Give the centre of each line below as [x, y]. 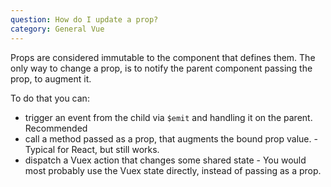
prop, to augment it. [51, 78]
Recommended [56, 128]
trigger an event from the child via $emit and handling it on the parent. [168, 117]
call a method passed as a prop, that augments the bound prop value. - [171, 138]
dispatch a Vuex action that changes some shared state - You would [165, 160]
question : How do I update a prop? [84, 19]
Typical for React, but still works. [92, 149]
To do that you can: [50, 98]
